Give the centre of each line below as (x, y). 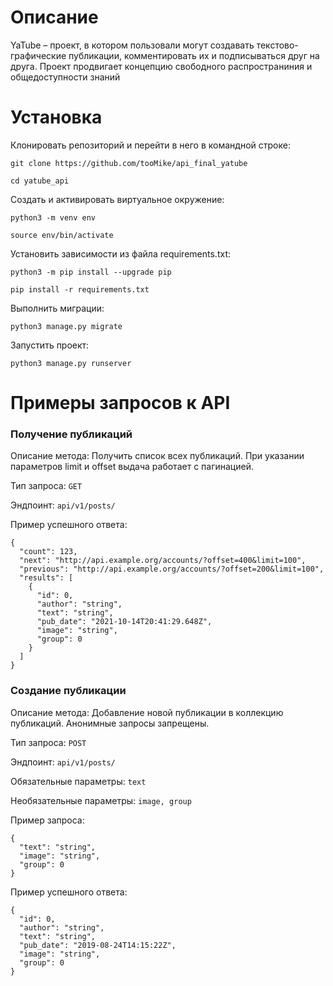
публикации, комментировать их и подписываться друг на (194, 55)
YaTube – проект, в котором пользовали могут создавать (132, 45)
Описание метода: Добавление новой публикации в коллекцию (147, 712)
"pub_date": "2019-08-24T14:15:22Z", (98, 945)
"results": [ (46, 578)
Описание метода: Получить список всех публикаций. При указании (157, 456)
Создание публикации (68, 691)
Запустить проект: (50, 345)
